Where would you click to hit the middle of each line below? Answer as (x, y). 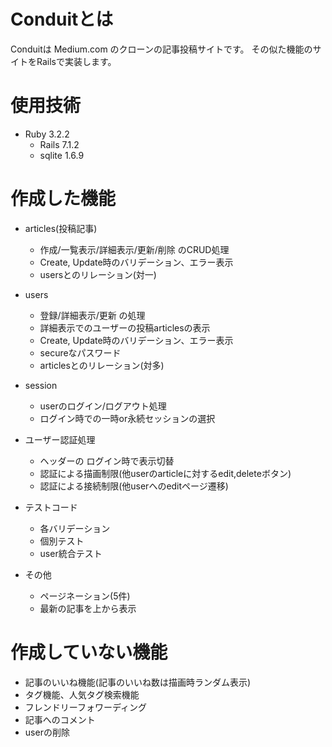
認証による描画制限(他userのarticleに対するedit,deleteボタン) (165, 473)
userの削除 (47, 732)
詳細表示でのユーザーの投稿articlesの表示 (125, 327)
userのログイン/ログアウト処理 (103, 406)
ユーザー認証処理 (60, 439)
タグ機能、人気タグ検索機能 (82, 694)
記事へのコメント (60, 719)
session (41, 385)
